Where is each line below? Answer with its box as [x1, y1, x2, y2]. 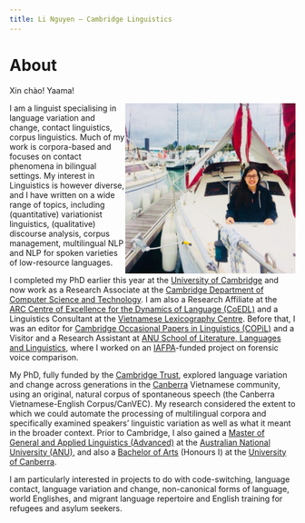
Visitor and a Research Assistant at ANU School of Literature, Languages [9, 332, 281, 343]
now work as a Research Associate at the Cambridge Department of [9, 284, 264, 295]
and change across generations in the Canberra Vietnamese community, [9, 379, 281, 390]
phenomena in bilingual [9, 160, 97, 172]
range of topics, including [9, 199, 105, 210]
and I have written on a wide [9, 189, 115, 200]
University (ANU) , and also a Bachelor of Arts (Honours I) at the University [9, 446, 287, 458]
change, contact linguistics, [9, 122, 113, 133]
